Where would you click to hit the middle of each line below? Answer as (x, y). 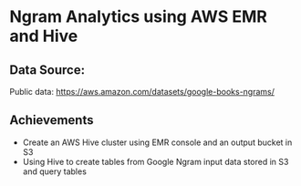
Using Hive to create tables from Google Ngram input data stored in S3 (156, 161)
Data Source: (47, 70)
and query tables (54, 171)
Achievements (52, 120)
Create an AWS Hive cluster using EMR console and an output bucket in (157, 142)
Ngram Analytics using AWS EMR (138, 17)
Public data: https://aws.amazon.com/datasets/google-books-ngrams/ (142, 92)
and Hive (44, 36)
